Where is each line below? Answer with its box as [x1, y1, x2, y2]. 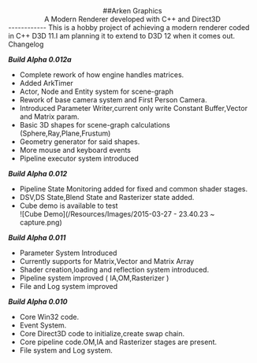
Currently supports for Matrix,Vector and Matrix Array [19, 257, 195, 265]
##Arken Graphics [102, 6, 162, 15]
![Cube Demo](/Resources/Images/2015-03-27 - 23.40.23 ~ [19, 209, 215, 218]
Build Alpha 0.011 [8, 233, 66, 242]
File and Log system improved [19, 282, 118, 291]
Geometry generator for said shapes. [19, 137, 140, 146]
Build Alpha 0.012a [8, 55, 73, 64]
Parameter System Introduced [19, 248, 117, 257]
